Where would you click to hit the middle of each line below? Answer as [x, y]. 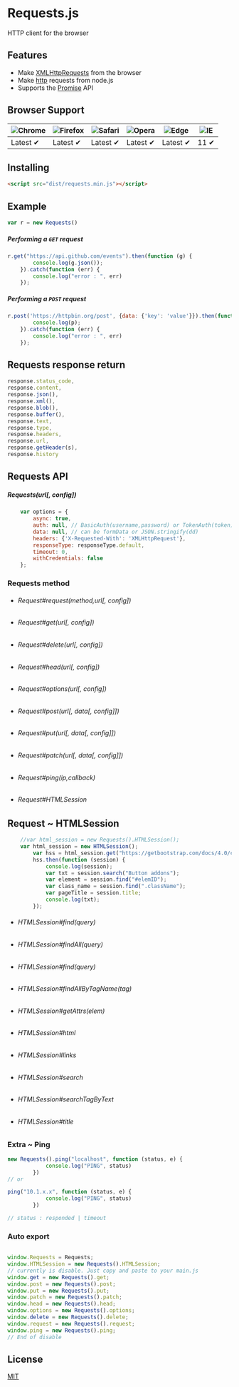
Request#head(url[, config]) [59, 667]
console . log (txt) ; [73, 900]
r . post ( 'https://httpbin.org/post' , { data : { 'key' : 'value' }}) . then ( [113, 316]
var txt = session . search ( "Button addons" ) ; [112, 873]
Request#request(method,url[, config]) [74, 600]
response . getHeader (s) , [43, 448]
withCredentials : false [68, 558]
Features [27, 55]
